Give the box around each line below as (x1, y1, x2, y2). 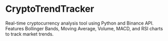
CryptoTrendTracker (5, 3, 95, 15)
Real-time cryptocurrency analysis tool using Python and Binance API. (5, 20, 154, 26)
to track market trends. (5, 31, 54, 37)
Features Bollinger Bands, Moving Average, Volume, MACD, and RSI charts (5, 25, 163, 31)
